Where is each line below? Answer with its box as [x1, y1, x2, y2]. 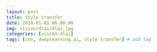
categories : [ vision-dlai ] [6, 31, 74, 37]
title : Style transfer [6, 14, 63, 20]
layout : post [6, 8, 39, 15]
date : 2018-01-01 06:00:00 [6, 20, 74, 26]
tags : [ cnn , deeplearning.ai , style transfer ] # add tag [6, 36, 152, 42]
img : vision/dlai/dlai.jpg [6, 25, 74, 32]
